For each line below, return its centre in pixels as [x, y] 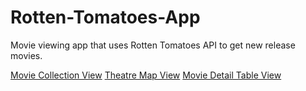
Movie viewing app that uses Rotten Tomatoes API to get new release [153, 45]
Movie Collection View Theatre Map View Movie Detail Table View [146, 75]
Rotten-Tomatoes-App [105, 17]
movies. [26, 55]
